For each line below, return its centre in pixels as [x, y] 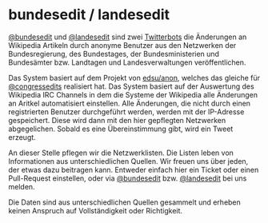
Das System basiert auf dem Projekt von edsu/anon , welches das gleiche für [134, 78]
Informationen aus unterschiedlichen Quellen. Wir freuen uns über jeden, [128, 161]
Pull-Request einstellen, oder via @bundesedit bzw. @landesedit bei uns [128, 178]
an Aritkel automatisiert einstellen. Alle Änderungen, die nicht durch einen [129, 103]
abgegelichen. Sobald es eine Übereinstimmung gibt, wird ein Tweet [121, 129]
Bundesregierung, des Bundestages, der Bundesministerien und [114, 54]
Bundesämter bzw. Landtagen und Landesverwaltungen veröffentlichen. [127, 62]
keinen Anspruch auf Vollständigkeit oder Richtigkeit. [95, 210]
